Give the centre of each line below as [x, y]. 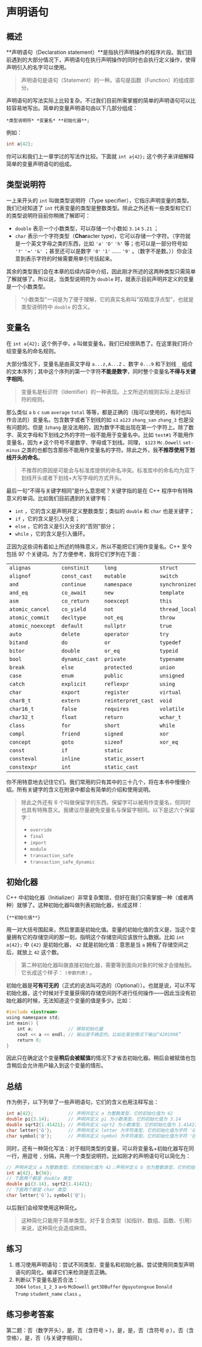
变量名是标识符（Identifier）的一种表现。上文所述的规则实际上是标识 [106, 392]
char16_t [22, 709]
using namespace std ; [33, 1018]
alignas [20, 568]
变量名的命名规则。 [35, 351]
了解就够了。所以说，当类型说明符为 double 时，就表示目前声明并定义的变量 [100, 279]
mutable [115, 576]
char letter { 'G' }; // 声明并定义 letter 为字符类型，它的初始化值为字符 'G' [102, 1130]
